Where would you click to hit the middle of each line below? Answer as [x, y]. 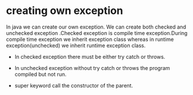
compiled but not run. [40, 74]
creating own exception [65, 11]
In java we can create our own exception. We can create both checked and [96, 27]
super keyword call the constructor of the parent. [74, 85]
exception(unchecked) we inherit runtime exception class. [76, 45]
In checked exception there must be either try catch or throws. [90, 57]
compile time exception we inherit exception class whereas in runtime [90, 39]
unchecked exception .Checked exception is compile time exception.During [97, 33]
